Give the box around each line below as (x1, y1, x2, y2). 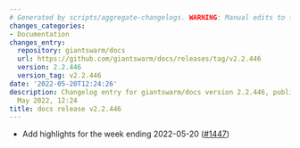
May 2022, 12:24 (17, 95, 78, 105)
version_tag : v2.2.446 (17, 71, 102, 80)
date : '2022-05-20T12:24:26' (9, 79, 118, 88)
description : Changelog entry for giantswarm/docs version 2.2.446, (9, 87, 270, 96)
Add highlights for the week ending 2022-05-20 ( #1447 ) (21, 128, 230, 139)
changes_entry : (9, 37, 66, 47)
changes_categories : (9, 21, 87, 30)
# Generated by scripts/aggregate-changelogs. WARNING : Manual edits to (9, 12, 286, 22)
